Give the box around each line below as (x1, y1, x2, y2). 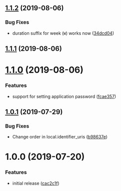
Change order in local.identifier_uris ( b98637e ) (12, 134, 108, 140)
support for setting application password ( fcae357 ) (12, 93, 117, 99)
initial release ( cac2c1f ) (12, 180, 60, 186)
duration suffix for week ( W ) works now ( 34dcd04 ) (12, 30, 115, 36)
